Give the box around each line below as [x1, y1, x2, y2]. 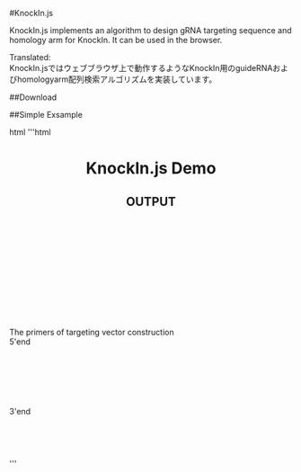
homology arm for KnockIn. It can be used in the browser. [9, 35, 223, 45]
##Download [9, 92, 58, 102]
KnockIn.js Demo [85, 158, 217, 179]
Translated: [9, 52, 51, 62]
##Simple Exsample [9, 110, 84, 120]
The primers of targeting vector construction [9, 326, 175, 337]
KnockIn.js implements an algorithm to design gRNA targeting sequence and [9, 25, 292, 35]
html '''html [9, 127, 51, 138]
